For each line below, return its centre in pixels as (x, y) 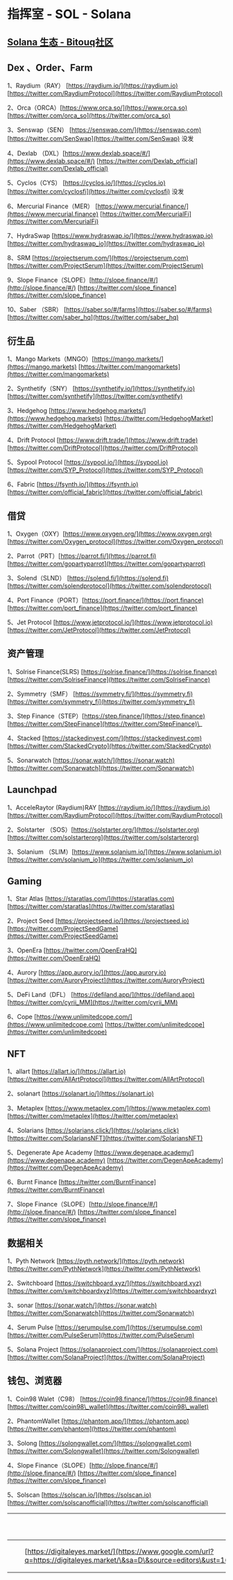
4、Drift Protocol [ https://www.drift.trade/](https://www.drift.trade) (103, 440)
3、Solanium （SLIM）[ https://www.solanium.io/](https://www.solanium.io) (114, 852)
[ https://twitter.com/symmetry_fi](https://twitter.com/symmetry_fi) (101, 701)
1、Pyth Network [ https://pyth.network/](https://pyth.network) (96, 1261)
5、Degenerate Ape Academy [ (52, 1152)
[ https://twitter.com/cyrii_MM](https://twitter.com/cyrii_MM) (93, 1002)
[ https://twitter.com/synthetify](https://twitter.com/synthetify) (95, 396)
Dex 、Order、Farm (50, 68)
